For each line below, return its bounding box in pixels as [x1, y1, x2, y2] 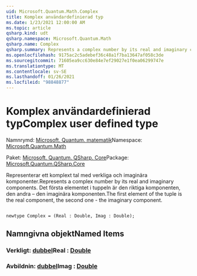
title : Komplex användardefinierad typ [6, 14, 104, 20]
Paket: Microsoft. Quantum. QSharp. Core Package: [6, 154, 129, 161]
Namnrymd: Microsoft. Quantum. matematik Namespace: [6, 136, 142, 144]
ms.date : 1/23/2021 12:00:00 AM [6, 19, 85, 25]
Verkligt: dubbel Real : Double [6, 247, 91, 255]
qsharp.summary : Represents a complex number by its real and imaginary [6, 47, 188, 53]
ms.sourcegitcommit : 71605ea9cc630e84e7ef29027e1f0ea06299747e [6, 57, 164, 63]
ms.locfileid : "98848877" [6, 80, 69, 86]
